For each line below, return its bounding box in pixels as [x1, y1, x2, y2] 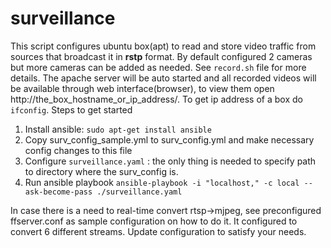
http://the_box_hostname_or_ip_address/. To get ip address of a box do [10, 93, 303, 105]
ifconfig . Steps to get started [10, 103, 133, 116]
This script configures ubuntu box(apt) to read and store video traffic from [10, 40, 317, 52]
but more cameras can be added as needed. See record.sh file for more [10, 61, 307, 73]
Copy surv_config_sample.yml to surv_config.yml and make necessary [24, 133, 315, 146]
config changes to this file [24, 144, 133, 156]
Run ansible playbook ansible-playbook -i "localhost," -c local [24, 176, 300, 188]
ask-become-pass [24, 187, 93, 197]
